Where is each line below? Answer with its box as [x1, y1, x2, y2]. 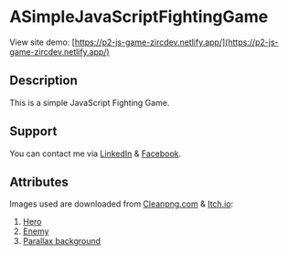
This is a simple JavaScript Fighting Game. [9, 97, 170, 108]
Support [9, 123, 58, 139]
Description [9, 73, 78, 89]
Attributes [9, 174, 69, 189]
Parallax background [22, 236, 101, 247]
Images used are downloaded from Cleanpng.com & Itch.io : [9, 198, 234, 209]
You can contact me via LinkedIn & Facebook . [9, 148, 182, 159]
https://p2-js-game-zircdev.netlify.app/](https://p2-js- [74, 37, 279, 48]
